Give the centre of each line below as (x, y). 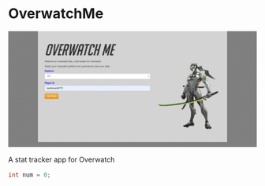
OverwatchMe (56, 14)
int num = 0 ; (30, 175)
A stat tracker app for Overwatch (62, 160)
